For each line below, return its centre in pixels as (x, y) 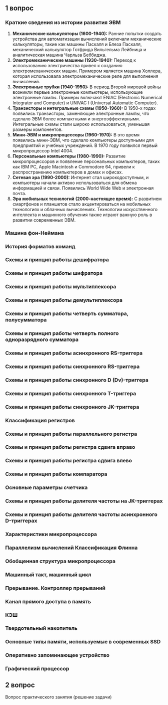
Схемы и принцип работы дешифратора (57, 260)
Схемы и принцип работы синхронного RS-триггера (72, 367)
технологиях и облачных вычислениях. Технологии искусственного (85, 209)
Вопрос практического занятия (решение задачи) (58, 697)
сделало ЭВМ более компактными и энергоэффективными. (76, 119)
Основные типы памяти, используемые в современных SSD (83, 642)
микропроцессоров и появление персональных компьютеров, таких (86, 161)
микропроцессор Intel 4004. (43, 150)
